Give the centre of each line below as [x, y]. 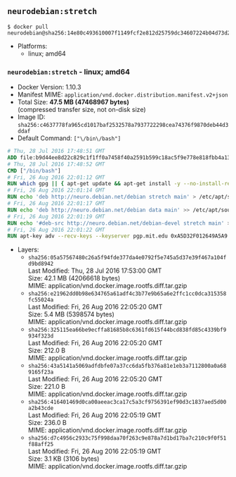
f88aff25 [41, 445]
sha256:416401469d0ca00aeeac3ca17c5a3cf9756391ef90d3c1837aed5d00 [127, 402]
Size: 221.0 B [47, 387]
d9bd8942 [41, 264]
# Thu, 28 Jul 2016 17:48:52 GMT [56, 164]
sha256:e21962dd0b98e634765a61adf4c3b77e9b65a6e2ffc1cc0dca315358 [127, 294]
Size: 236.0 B [47, 423]
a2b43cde [41, 409]
